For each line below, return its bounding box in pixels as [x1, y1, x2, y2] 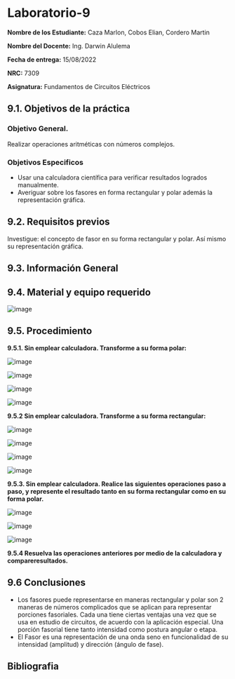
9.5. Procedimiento [7, 325, 93, 337]
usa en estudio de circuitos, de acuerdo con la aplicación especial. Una [17, 617, 224, 626]
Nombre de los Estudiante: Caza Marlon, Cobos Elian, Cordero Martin [7, 28, 210, 36]
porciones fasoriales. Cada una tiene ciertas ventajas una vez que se [17, 610, 217, 619]
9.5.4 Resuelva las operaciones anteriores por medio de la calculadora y [7, 549, 222, 557]
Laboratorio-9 [7, 5, 90, 21]
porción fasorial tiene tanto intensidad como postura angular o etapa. [17, 625, 218, 633]
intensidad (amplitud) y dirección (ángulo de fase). [17, 640, 163, 648]
